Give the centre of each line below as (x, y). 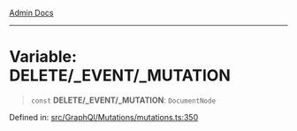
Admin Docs (31, 13)
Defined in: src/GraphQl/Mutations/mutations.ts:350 (104, 117)
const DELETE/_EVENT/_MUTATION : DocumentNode (123, 100)
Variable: (43, 57)
